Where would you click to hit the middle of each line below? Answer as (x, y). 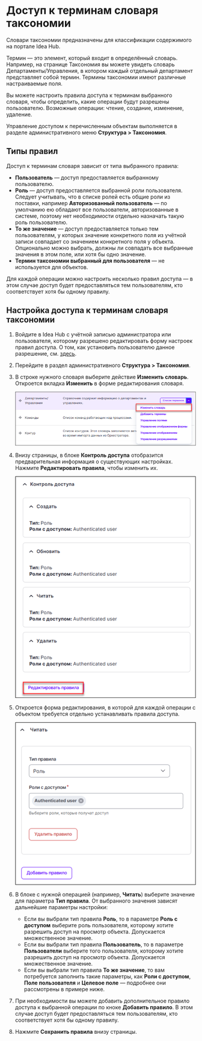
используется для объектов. (51, 267)
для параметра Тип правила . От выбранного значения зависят (96, 901)
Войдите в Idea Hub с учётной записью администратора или (93, 334)
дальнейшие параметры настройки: (61, 907)
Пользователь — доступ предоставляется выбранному (87, 178)
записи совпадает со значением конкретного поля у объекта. (95, 241)
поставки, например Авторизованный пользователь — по (91, 203)
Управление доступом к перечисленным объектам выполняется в (92, 126)
